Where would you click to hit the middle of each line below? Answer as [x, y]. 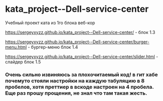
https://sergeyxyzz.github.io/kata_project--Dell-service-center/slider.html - [82, 56]
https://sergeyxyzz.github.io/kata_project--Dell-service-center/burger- [77, 42]
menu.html [16, 47]
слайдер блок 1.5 [23, 62]
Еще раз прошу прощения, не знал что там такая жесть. [76, 93]
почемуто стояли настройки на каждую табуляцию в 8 [75, 81]
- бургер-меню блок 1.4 [53, 47]
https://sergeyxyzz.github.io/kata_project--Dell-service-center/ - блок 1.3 [80, 32]
